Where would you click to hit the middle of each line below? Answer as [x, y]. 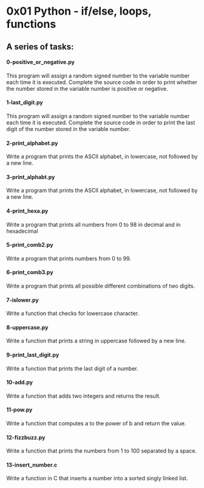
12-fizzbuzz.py [26, 437]
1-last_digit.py [25, 102]
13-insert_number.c [32, 465]
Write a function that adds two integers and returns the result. [83, 396]
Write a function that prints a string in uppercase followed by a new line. [96, 341]
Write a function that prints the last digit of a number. [72, 368]
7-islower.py [23, 300]
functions [31, 24]
